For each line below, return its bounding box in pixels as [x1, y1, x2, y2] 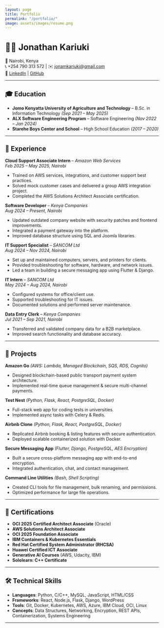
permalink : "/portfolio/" [5, 16, 58, 21]
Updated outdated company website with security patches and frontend [12, 217, 158, 223]
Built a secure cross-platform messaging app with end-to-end [12, 455, 137, 461]
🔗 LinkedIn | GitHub [5, 70, 44, 76]
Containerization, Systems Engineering [12, 613, 91, 619]
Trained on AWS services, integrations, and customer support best [12, 172, 146, 178]
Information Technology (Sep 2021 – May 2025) [12, 110, 108, 116]
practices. [12, 177, 33, 183]
